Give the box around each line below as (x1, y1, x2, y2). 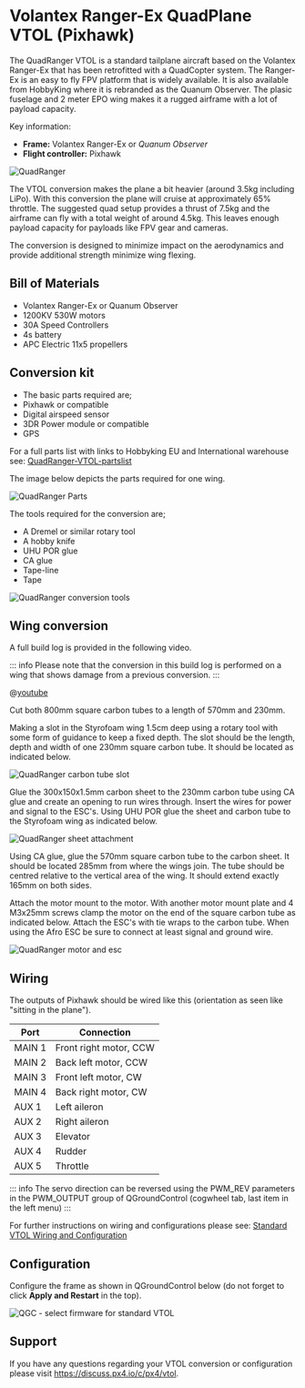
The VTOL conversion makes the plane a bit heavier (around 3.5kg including (9, 183, 295, 194)
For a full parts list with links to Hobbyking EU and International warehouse (9, 445, 290, 456)
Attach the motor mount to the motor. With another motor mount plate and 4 (9, 897, 294, 908)
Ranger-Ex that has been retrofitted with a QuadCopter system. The (9, 65, 264, 76)
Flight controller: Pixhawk (22, 147, 121, 159)
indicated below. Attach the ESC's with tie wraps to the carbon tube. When (9, 917, 290, 928)
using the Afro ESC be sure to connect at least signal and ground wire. (9, 927, 273, 937)
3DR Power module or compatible (22, 418, 150, 429)
